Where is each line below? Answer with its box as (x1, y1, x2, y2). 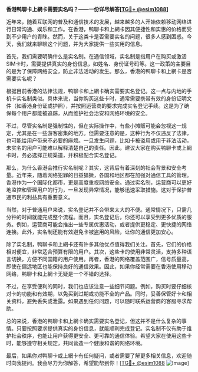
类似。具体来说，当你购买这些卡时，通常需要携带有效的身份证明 (31, 95, 187, 102)
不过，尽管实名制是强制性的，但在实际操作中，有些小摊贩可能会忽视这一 (6, 122, 181, 129)
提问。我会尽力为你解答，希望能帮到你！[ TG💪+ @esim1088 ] (21, 360, 190, 366)
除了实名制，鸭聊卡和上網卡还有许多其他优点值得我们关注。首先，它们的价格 (6, 241, 192, 248)
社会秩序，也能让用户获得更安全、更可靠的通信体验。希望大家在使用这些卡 (11, 333, 192, 339)
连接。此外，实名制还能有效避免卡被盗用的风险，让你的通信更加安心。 (6, 228, 177, 235)
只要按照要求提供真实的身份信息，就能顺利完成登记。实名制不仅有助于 (16, 325, 187, 332)
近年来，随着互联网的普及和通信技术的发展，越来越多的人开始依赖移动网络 (6, 18, 187, 25)
